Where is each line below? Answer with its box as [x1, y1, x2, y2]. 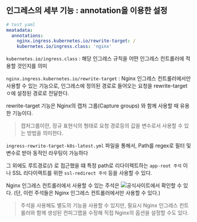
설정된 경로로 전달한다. [17, 90, 70, 97]
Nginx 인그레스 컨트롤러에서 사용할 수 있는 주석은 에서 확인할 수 [6, 182, 182, 189]
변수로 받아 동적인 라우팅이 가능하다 [6, 149, 88, 156]
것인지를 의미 [17, 63, 47, 70]
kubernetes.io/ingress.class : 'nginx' [17, 44, 112, 50]
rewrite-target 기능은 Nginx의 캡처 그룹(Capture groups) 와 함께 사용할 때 [6, 102, 179, 109]
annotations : [11, 32, 44, 38]
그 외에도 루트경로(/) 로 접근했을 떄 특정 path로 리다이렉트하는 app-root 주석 [6, 162, 182, 169]
